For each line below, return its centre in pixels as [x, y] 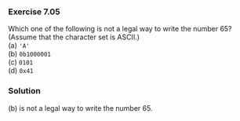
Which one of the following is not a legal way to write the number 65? [120, 29]
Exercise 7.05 [34, 12]
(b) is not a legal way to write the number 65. [80, 108]
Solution [25, 91]
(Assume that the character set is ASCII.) [74, 37]
